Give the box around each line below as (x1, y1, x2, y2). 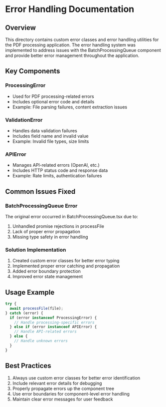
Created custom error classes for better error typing (12, 258, 120, 264)
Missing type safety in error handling (12, 234, 88, 240)
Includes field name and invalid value (12, 133, 89, 139)
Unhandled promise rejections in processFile (12, 223, 105, 229)
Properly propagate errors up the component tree (12, 386, 115, 392)
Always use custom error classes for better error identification (12, 375, 141, 381)
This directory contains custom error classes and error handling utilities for (5, 36, 159, 42)
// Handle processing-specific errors (14, 320, 95, 325)
